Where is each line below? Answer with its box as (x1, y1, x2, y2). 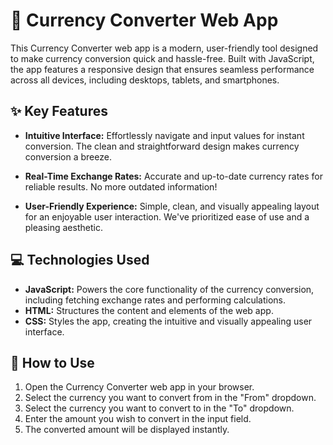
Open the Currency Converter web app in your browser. (24, 381, 255, 393)
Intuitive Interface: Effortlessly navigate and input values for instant (24, 129, 305, 141)
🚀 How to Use (10, 354, 95, 371)
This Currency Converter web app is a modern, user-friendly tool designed (10, 42, 319, 54)
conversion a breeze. (24, 150, 112, 163)
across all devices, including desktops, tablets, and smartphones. (10, 74, 280, 86)
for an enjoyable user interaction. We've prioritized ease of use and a (24, 210, 310, 223)
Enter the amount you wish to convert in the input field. (24, 413, 252, 425)
